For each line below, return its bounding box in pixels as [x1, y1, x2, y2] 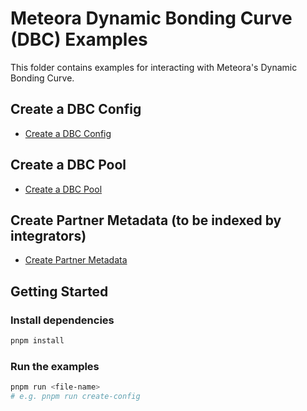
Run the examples [10, 359, 100, 373]
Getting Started [10, 283, 109, 300]
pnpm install [10, 336, 65, 346]
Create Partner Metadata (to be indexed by [10, 212, 282, 229]
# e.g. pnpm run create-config [10, 392, 141, 402]
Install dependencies [10, 313, 115, 327]
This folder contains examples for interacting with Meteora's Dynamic [10, 61, 298, 73]
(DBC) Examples [10, 28, 148, 51]
